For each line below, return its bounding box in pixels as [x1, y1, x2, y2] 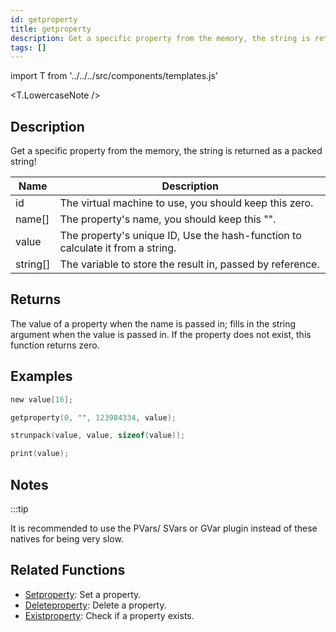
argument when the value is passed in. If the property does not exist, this [10, 328, 312, 340]
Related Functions [10, 562, 126, 579]
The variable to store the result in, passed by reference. [59, 257, 320, 271]
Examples [10, 368, 73, 385]
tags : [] [10, 42, 47, 53]
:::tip [10, 503, 29, 515]
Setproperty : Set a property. [24, 588, 142, 600]
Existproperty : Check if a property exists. [24, 609, 195, 621]
